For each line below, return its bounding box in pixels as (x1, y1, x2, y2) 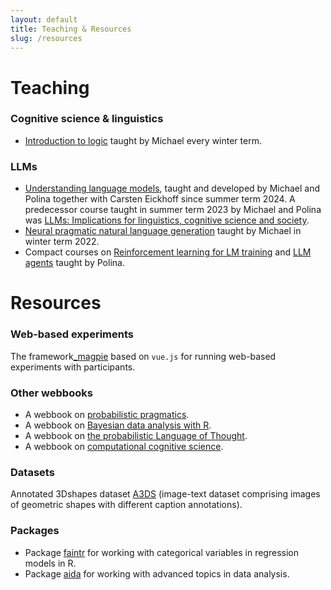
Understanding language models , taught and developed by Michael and (24, 182, 321, 195)
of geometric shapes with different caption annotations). (10, 499, 243, 511)
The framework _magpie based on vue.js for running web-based (10, 350, 277, 362)
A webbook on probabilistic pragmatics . (24, 408, 190, 420)
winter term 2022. (24, 236, 100, 248)
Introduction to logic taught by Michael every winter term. (24, 134, 262, 146)
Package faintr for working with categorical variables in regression (24, 546, 299, 558)
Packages (10, 524, 60, 538)
